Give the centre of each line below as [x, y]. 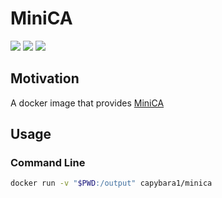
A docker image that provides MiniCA [87, 103]
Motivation [45, 78]
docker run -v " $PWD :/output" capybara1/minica [111, 183]
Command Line [48, 163]
